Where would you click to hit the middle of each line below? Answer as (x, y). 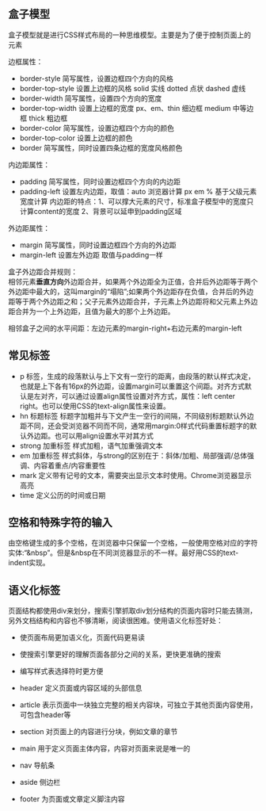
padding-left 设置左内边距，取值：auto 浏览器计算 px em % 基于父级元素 (138, 191)
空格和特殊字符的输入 (60, 523)
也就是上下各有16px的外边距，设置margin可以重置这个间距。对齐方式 (132, 386)
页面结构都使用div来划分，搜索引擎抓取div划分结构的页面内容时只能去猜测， (133, 611)
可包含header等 (45, 715)
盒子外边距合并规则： (43, 271)
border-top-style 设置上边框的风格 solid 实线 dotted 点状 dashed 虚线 (133, 88)
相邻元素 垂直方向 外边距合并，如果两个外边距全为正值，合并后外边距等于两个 (133, 281)
